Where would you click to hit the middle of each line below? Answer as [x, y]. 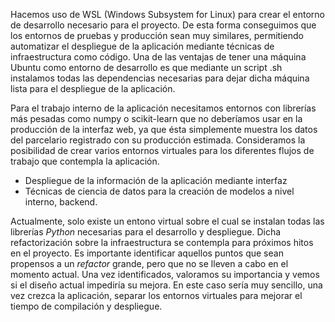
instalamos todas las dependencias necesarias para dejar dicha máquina [160, 78]
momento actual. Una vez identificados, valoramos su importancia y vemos [165, 274]
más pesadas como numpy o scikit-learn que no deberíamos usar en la [156, 118]
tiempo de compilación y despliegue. [86, 306]
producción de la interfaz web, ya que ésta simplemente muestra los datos [164, 129]
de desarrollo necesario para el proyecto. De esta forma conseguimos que [163, 25]
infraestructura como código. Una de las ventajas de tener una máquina [158, 57]
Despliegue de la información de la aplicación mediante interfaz [156, 180]
